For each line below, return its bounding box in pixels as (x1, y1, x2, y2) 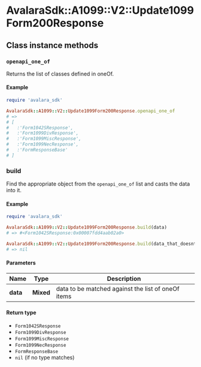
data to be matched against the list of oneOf (56, 284, 179, 293)
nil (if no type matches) (14, 354, 75, 361)
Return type (6, 309, 37, 316)
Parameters (6, 259, 36, 266)
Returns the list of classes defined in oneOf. (6, 70, 114, 77)
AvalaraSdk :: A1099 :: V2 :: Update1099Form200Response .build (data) (6, 225, 167, 230)
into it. (6, 187, 22, 194)
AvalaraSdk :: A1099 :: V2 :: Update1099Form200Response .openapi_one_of (6, 108, 175, 114)
